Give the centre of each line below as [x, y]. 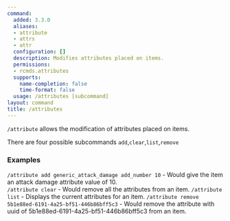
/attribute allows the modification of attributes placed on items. [99, 128]
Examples [24, 160]
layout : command [30, 103]
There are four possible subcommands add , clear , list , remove [93, 142]
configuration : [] [40, 52]
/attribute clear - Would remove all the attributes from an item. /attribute [115, 189]
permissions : [32, 65]
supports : [27, 77]
